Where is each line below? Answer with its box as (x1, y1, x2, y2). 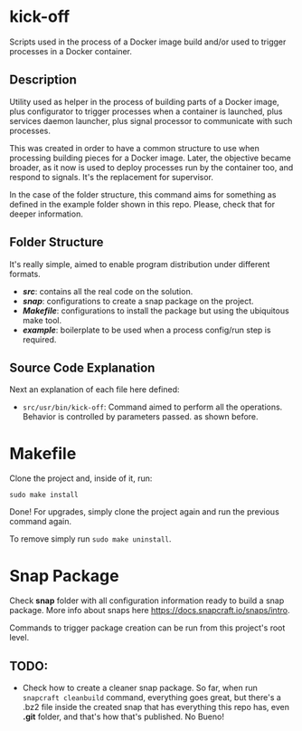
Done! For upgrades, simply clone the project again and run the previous (9, 506, 280, 517)
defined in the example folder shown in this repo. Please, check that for (9, 198, 276, 209)
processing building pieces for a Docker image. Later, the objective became (9, 152, 291, 163)
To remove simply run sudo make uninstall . (9, 534, 172, 544)
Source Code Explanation (9, 360, 156, 375)
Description (9, 72, 77, 88)
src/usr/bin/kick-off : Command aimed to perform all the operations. (22, 401, 283, 413)
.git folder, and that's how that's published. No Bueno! (22, 711, 224, 722)
